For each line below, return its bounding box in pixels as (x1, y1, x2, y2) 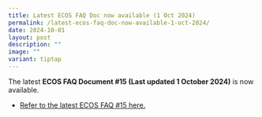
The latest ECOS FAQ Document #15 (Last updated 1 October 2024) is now (8, 76, 254, 86)
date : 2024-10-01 (8, 26, 65, 34)
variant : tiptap (8, 56, 62, 64)
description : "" (8, 41, 62, 49)
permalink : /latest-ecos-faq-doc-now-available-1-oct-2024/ (8, 19, 211, 27)
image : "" (8, 48, 41, 56)
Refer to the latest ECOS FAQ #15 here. (19, 100, 146, 110)
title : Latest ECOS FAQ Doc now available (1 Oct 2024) (8, 11, 196, 20)
